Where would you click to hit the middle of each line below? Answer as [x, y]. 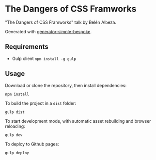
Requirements [27, 47]
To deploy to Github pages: [32, 144]
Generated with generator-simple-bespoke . [48, 31]
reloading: [15, 126]
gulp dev [14, 135]
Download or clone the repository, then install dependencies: [66, 85]
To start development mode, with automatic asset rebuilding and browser [78, 121]
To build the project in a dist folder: [41, 103]
